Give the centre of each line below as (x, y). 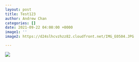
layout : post (18, 9)
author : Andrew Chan (26, 18)
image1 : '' (16, 32)
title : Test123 (20, 14)
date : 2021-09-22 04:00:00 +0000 (39, 28)
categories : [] (20, 23)
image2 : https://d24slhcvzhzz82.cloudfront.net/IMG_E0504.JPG (69, 37)
